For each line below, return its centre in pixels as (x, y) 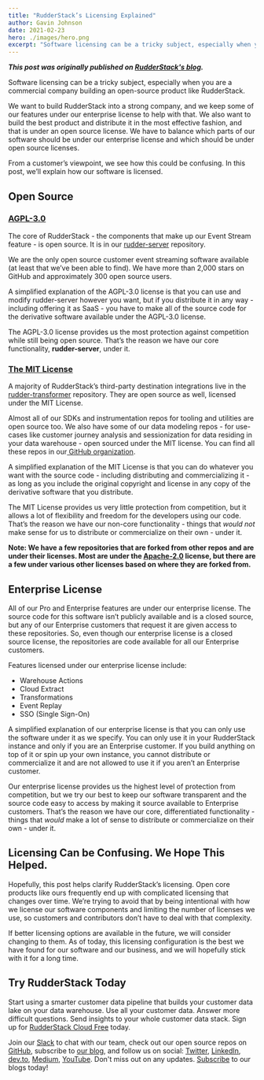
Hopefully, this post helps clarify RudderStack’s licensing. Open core (119, 884)
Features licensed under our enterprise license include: (97, 665)
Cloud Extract (42, 688)
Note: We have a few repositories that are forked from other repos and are (131, 547)
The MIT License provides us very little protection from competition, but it (127, 507)
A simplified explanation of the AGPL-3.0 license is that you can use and (125, 291)
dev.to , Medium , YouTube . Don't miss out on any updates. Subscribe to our (130, 1059)
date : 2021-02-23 (37, 30)
